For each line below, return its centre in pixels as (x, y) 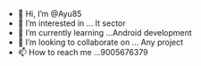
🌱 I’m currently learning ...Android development (105, 33)
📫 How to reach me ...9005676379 (83, 52)
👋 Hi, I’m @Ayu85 (50, 14)
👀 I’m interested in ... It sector (71, 23)
